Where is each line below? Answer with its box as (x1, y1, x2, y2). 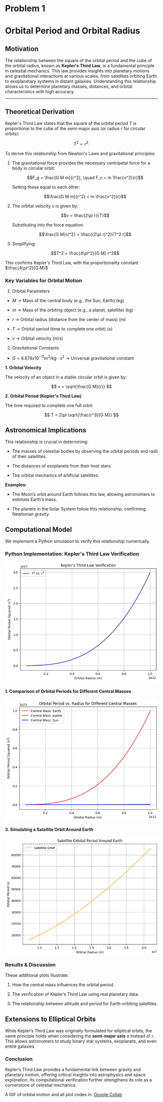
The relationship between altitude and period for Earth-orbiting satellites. (12, 1001, 158, 1007)
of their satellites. (12, 453, 47, 459)
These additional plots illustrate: (5, 972, 69, 979)
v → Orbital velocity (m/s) (12, 335, 64, 341)
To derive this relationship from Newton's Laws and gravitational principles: (5, 150, 156, 156)
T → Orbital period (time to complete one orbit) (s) (12, 326, 113, 332)
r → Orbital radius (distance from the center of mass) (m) (12, 316, 126, 322)
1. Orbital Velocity (5, 365, 42, 370)
